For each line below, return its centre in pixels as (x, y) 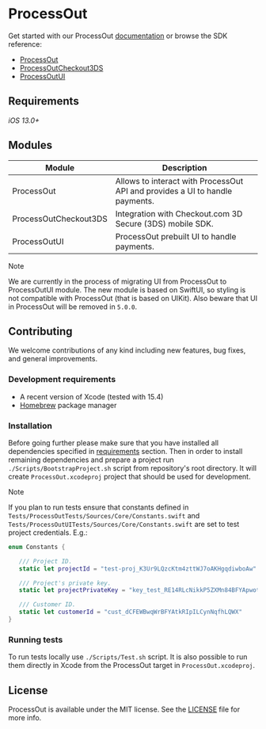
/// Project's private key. (65, 583)
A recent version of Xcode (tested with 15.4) (91, 396)
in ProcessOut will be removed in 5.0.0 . (72, 307)
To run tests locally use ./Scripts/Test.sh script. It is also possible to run (128, 657)
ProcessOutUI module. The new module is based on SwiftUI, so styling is (127, 289)
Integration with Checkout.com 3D (179, 213)
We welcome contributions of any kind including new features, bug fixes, (127, 350)
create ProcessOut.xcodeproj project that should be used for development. (129, 476)
